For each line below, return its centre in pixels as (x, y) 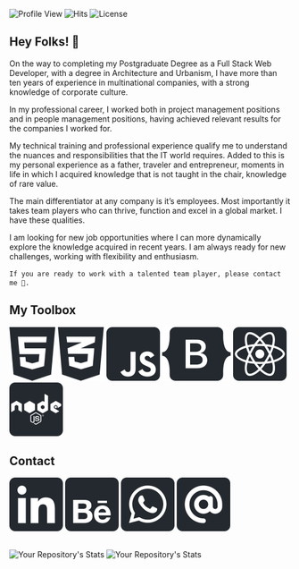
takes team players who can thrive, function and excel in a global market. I (146, 210)
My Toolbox (43, 310)
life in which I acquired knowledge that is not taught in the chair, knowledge (148, 174)
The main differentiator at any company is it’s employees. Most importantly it (150, 200)
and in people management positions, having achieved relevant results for (145, 119)
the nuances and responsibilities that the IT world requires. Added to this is (147, 155)
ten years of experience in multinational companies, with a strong (129, 82)
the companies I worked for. (61, 128)
